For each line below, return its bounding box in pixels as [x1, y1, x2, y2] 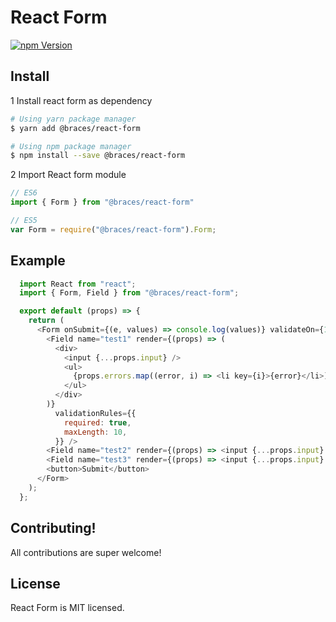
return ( [28, 316, 65, 326]
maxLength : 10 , [63, 427, 128, 437]
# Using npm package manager [10, 141, 132, 151]
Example [10, 252, 66, 270]
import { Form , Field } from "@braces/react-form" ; [19, 288, 240, 298]
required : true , [63, 417, 132, 428]
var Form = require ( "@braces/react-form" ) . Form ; [10, 224, 217, 235]
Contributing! [10, 520, 97, 537]
